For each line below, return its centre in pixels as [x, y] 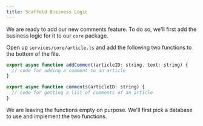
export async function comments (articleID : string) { [76, 87]
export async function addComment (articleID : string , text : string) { [97, 65]
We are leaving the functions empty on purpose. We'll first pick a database [99, 110]
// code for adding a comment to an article [69, 70]
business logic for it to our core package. [57, 35]
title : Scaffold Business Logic [47, 12]
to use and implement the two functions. [57, 116]
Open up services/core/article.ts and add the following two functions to [99, 47]
